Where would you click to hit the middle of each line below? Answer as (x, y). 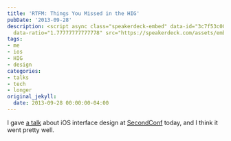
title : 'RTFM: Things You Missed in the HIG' (73, 13)
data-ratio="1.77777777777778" (58, 33)
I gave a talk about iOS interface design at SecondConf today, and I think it (113, 122)
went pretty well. (31, 130)
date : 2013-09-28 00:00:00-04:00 (61, 103)
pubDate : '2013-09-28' (40, 20)
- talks (18, 77)
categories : (24, 71)
